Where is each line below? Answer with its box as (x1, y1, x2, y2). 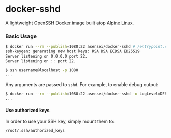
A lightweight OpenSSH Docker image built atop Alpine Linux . (5, 20, 134, 26)
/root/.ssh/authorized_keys (5, 128, 65, 133)
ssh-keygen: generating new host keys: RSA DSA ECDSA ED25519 (5, 49, 140, 54)
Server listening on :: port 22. (5, 58, 76, 64)
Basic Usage (5, 33, 37, 40)
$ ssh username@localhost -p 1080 (5, 67, 79, 73)
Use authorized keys (5, 107, 50, 113)
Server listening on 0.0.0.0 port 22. (5, 53, 88, 59)
